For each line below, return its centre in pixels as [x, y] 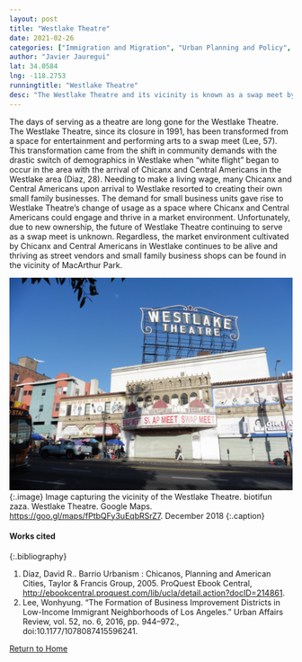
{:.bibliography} [38, 556]
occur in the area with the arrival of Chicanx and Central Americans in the [145, 169]
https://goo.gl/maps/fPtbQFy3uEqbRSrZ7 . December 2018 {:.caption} [137, 515]
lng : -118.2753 [38, 76]
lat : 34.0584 [34, 67]
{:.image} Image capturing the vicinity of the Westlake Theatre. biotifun [141, 497]
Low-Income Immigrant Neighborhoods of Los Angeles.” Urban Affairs [153, 612]
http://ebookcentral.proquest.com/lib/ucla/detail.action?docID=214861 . [154, 593]
